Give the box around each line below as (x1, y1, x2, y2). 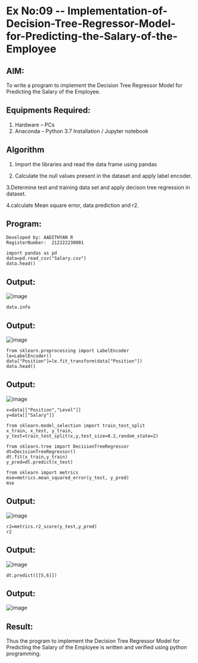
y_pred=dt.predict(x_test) (6, 459, 73, 465)
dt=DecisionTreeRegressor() (6, 448, 76, 454)
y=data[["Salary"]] (6, 412, 55, 418)
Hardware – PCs (14, 121, 55, 128)
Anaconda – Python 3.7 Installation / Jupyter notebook (14, 127, 148, 135)
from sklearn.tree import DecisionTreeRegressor (6, 443, 129, 450)
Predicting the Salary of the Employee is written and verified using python (6, 644, 187, 651)
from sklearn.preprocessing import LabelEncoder (6, 348, 129, 354)
